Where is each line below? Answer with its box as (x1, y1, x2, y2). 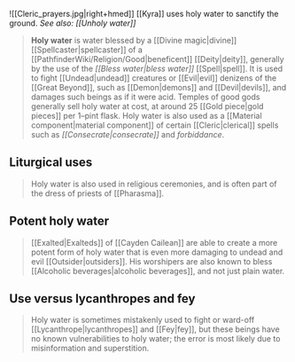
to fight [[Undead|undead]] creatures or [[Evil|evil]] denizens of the (30, 73, 277, 83)
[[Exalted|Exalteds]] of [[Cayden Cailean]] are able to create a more (30, 237, 278, 248)
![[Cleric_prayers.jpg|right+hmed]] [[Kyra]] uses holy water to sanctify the (9, 9, 279, 19)
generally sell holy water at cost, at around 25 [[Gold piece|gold (30, 101, 264, 111)
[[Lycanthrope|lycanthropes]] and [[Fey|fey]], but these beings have (30, 324, 281, 334)
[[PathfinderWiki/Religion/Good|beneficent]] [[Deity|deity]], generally (30, 54, 284, 64)
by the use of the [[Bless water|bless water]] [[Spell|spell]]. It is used (30, 63, 283, 74)
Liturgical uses (9, 155, 93, 170)
